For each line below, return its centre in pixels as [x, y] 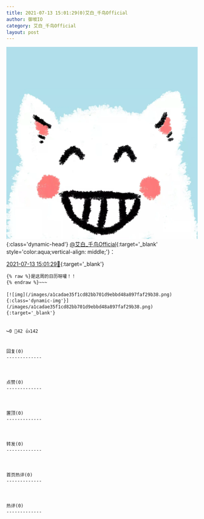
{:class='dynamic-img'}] [38, 301]
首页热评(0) [20, 475]
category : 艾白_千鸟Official [41, 26]
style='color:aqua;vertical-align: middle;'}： [61, 252]
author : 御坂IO [25, 19]
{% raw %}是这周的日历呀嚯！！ [41, 277]
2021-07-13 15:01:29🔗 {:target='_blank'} [55, 264]
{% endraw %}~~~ [27, 283]
